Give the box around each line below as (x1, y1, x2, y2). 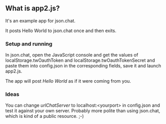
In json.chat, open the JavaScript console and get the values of (5, 52, 138, 58)
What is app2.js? (5, 4, 60, 13)
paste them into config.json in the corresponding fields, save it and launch (5, 63, 161, 69)
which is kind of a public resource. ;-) (5, 113, 84, 119)
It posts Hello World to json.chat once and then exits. (5, 28, 116, 34)
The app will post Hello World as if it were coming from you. (5, 78, 131, 84)
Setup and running (5, 40, 53, 47)
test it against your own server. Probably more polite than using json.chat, (5, 108, 160, 114)
